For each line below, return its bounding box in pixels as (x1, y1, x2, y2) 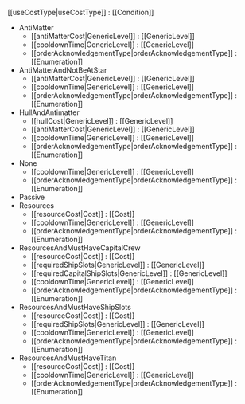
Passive (18, 192, 45, 202)
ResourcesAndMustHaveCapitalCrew (18, 243, 141, 253)
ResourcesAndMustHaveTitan (18, 353, 117, 363)
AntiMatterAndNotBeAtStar (18, 65, 107, 75)
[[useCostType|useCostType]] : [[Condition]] (7, 8, 154, 17)
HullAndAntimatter (18, 108, 80, 117)
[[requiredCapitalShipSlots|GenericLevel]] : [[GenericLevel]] (30, 269, 227, 278)
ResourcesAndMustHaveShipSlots (18, 303, 132, 312)
